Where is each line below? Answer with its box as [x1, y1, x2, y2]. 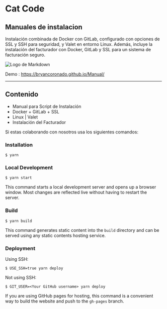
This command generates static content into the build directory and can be [5, 227, 160, 233]
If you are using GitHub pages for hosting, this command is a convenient [5, 293, 153, 299]
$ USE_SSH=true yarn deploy [5, 266, 64, 271]
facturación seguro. [5, 52, 46, 58]
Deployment [5, 245, 36, 252]
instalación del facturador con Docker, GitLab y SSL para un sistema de [5, 47, 151, 52]
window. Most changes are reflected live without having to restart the [5, 190, 147, 196]
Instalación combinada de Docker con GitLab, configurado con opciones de [5, 36, 160, 42]
